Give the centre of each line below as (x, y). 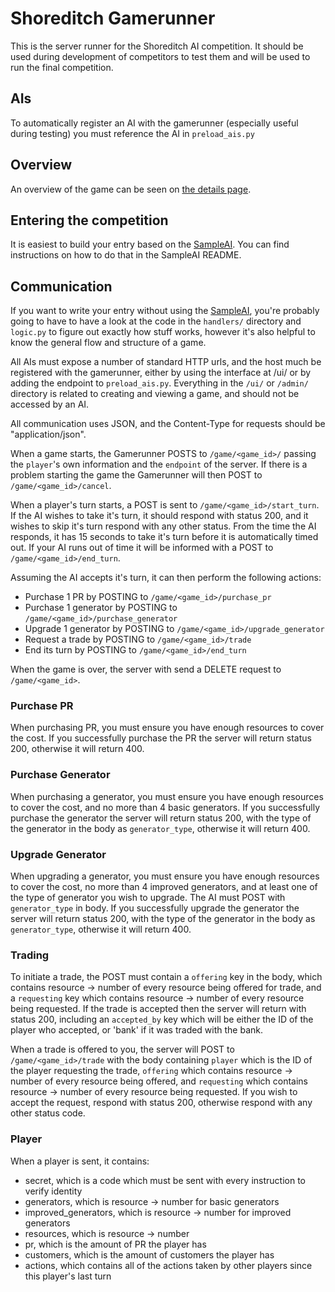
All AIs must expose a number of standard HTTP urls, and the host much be (166, 362)
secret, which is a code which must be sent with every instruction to (165, 1180)
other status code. (48, 1113)
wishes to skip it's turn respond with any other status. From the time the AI (163, 526)
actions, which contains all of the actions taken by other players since (168, 1265)
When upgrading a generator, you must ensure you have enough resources (165, 876)
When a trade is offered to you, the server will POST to (122, 1049)
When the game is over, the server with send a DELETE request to (146, 669)
